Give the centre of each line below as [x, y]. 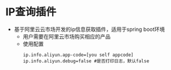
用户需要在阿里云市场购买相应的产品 [67, 36]
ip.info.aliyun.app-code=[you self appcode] [78, 55]
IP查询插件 [31, 12]
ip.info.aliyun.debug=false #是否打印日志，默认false [86, 61]
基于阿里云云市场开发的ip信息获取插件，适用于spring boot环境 [89, 29]
